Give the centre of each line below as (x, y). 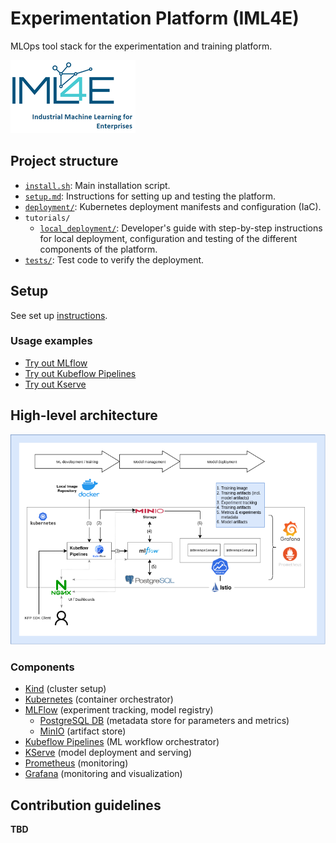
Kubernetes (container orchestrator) (99, 699)
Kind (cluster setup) (65, 689)
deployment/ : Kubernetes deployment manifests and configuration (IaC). (173, 206)
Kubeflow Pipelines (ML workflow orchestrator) (122, 742)
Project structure (64, 161)
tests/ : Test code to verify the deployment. (114, 259)
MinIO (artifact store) (83, 731)
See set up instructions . (59, 315)
